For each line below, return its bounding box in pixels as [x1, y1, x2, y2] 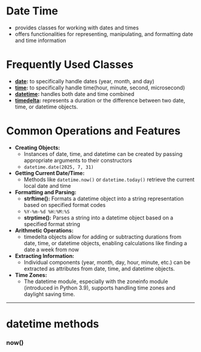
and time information [14, 37, 66, 44]
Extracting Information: [14, 252, 75, 259]
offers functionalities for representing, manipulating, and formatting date [14, 30, 193, 37]
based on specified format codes [23, 201, 106, 208]
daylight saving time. [23, 290, 75, 297]
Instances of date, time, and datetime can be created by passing [23, 150, 183, 157]
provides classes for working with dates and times [14, 24, 139, 31]
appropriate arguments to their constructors [23, 157, 133, 164]
